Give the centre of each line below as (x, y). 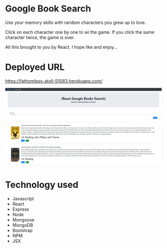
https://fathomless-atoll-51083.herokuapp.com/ (54, 81)
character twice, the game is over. (40, 37)
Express (21, 209)
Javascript (23, 198)
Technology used (42, 185)
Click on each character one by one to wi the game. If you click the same (80, 32)
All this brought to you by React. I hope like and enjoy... (61, 47)
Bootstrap (22, 230)
